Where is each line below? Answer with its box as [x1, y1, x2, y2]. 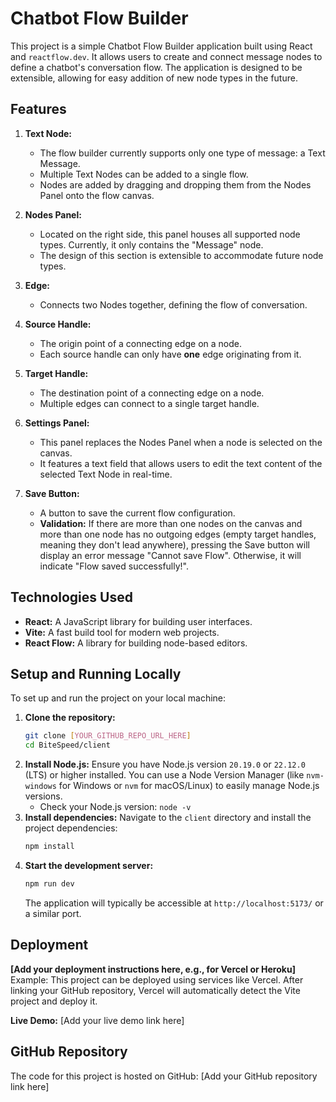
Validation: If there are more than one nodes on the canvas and [39, 517, 303, 529]
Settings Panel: [24, 417, 90, 429]
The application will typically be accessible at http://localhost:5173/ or [24, 897, 324, 909]
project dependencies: [24, 822, 118, 834]
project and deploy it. [10, 995, 98, 1007]
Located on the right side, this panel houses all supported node [39, 228, 301, 240]
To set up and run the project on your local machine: [10, 692, 227, 704]
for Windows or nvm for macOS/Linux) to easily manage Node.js [58, 780, 320, 792]
